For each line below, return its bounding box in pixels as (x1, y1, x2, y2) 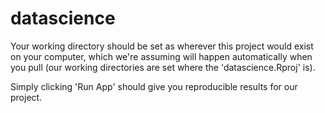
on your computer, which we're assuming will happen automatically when (10, 50, 313, 62)
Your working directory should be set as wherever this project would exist (10, 40, 314, 52)
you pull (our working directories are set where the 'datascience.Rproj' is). (10, 61, 316, 73)
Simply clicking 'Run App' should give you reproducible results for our (10, 80, 298, 92)
